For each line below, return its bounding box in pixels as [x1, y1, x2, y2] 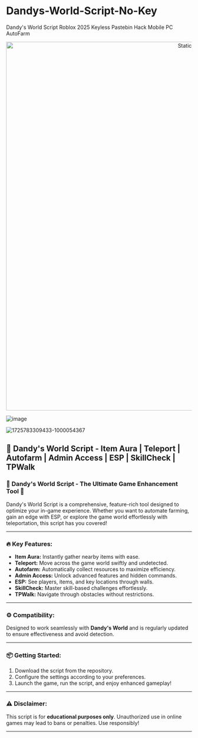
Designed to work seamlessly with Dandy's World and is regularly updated [6, 624, 189, 632]
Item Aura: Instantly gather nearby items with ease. [14, 553, 140, 560]
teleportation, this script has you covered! [6, 519, 107, 526]
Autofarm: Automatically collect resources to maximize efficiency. [14, 565, 176, 573]
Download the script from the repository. [14, 667, 114, 674]
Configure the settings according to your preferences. [14, 673, 146, 680]
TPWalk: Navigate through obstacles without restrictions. [14, 591, 154, 598]
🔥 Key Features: [6, 540, 53, 548]
